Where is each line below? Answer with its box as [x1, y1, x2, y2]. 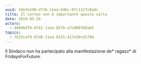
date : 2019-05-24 [5, 16, 41, 21]
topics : [5, 30, 21, 35]
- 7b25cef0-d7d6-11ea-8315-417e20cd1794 [9, 35, 94, 40]
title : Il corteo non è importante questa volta [5, 12, 107, 17]
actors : [5, 21, 21, 26]
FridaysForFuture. [5, 53, 41, 59]
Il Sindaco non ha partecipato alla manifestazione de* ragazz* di [5, 48, 137, 54]
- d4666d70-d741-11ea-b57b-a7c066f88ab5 [9, 26, 94, 31]
